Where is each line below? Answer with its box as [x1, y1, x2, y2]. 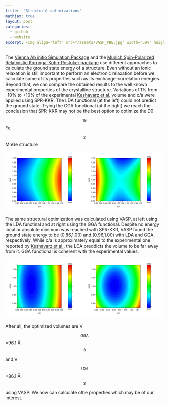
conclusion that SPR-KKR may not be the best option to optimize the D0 [5, 108, 154, 114]
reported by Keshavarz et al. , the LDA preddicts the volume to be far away [5, 243, 159, 249]
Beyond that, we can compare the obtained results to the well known [5, 81, 147, 87]
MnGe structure [5, 141, 38, 148]
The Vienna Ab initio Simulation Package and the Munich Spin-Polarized [5, 54, 154, 60]
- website [10, 35, 30, 40]
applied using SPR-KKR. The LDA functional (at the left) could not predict [5, 97, 156, 103]
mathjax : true [5, 13, 35, 19]
